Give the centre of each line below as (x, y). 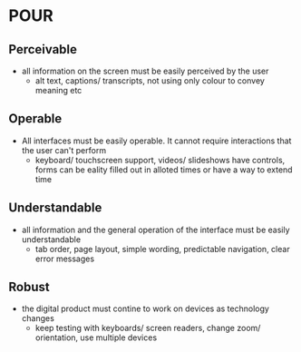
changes (38, 318)
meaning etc (58, 90)
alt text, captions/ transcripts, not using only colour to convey (150, 81)
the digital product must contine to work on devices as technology (145, 308)
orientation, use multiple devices (96, 337)
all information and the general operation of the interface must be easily (156, 230)
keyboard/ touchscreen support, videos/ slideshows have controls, (160, 160)
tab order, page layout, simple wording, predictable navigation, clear (163, 249)
